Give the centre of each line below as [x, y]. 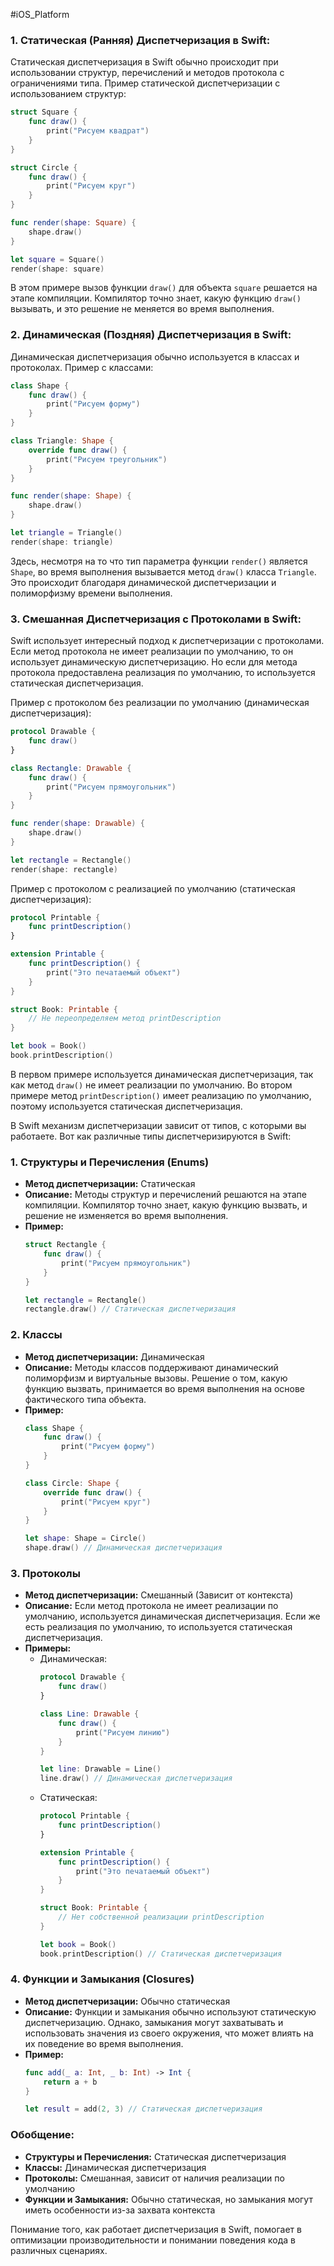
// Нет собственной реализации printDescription [161, 1917]
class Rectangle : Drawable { [71, 768]
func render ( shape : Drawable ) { [77, 824]
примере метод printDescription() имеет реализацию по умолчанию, [161, 1095]
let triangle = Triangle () [66, 533]
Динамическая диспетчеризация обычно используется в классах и [155, 356]
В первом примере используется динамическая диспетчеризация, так [162, 1074]
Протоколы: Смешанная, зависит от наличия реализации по [154, 2178]
